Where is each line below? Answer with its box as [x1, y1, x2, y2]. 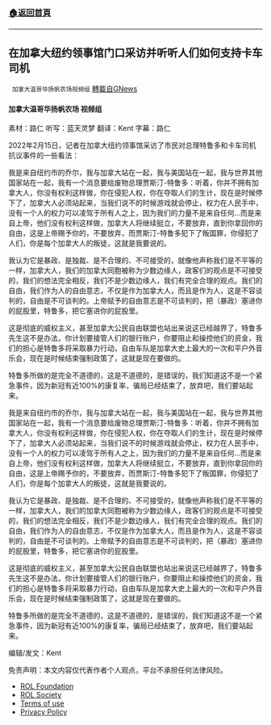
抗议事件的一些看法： [8, 151, 79, 161]
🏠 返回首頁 [8, 6, 52, 18]
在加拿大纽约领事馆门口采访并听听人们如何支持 [8, 46, 242, 60]
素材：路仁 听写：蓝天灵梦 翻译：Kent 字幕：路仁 [8, 124, 171, 133]
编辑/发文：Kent [8, 648, 62, 658]
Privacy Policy [19, 707, 68, 717]
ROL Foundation [19, 681, 74, 691]
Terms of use [19, 698, 65, 708]
